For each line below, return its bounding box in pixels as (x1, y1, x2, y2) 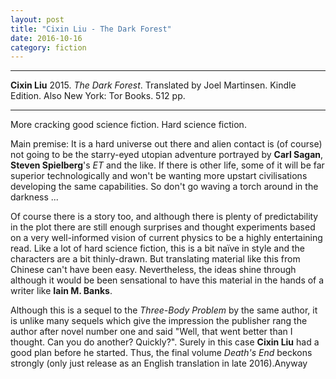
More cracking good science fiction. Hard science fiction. (10, 119, 247, 131)
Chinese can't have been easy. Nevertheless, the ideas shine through (10, 264, 297, 276)
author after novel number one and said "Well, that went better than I (10, 326, 293, 338)
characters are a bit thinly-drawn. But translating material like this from (10, 253, 301, 265)
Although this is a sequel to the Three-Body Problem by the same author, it (10, 304, 318, 316)
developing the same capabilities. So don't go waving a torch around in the (10, 181, 319, 193)
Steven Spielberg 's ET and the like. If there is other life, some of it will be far (10, 159, 325, 171)
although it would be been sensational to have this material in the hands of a (10, 274, 325, 286)
